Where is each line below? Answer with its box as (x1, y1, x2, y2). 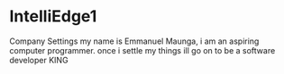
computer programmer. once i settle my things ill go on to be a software (9, 45, 276, 55)
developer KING (9, 54, 69, 65)
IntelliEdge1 (9, 6, 97, 27)
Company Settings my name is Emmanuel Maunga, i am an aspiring (9, 36, 260, 46)
